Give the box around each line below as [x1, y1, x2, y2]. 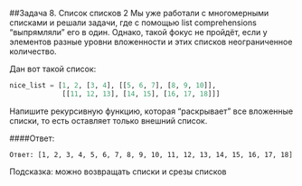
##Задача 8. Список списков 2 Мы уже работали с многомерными [9, 8, 269, 18]
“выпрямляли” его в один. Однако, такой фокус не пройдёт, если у [9, 27, 269, 37]
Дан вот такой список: [9, 63, 97, 74]
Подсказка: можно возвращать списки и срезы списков [9, 166, 228, 177]
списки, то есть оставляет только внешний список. [9, 115, 208, 126]
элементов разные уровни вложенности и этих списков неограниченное [9, 36, 293, 47]
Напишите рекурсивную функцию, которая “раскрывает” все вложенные [9, 106, 294, 116]
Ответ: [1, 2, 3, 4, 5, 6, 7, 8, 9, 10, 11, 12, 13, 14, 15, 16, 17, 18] [9, 150, 294, 159]
